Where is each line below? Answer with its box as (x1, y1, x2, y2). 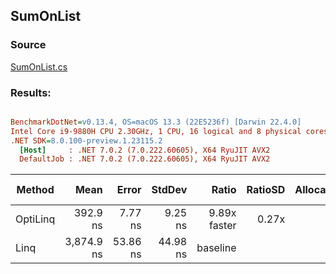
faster (208, 219, 237, 233)
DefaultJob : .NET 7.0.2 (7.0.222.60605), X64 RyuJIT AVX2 (19, 154, 271, 164)
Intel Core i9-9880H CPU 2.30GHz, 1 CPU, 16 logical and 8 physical (10, 126, 302, 136)
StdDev (151, 183, 188, 197)
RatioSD (246, 183, 286, 197)
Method (16, 183, 55, 197)
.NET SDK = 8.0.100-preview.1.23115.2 (10, 135, 163, 146)
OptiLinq (15, 212, 56, 226)
